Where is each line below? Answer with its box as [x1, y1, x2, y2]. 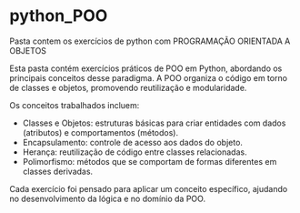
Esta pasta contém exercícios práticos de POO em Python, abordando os [9, 63, 283, 74]
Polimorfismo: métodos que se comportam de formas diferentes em [22, 156, 277, 167]
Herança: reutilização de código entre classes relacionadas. [22, 147, 247, 157]
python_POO [9, 5, 108, 26]
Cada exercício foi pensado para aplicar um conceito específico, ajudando [9, 183, 288, 194]
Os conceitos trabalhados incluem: [9, 99, 140, 110]
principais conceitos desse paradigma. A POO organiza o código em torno [9, 72, 288, 83]
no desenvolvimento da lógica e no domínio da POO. [9, 193, 206, 204]
